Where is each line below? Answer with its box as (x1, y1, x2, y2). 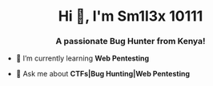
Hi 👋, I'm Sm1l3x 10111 (58, 7, 203, 25)
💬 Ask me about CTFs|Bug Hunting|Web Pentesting (15, 69, 191, 79)
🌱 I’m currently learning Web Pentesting (15, 53, 150, 63)
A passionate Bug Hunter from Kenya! (55, 36, 206, 47)
